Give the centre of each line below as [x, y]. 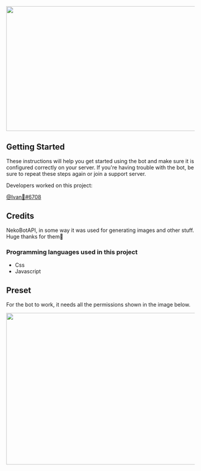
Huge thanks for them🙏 [35, 237]
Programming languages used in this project [72, 252]
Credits [20, 216]
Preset [19, 290]
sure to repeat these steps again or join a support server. [76, 174]
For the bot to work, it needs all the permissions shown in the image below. [98, 305]
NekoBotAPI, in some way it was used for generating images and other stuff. [100, 230]
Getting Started [36, 147]
